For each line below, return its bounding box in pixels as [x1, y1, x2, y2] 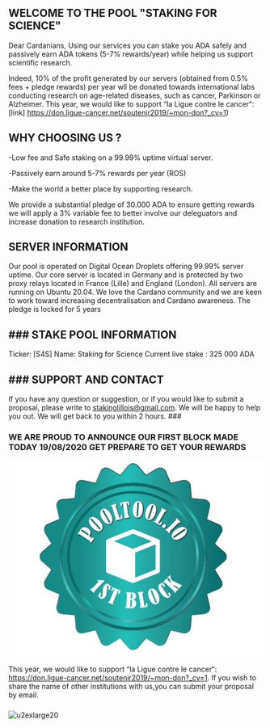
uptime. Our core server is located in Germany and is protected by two [8, 270, 243, 280]
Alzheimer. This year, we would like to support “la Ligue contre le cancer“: [8, 99, 255, 108]
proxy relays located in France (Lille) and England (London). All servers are [8, 279, 257, 288]
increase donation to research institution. [8, 217, 146, 226]
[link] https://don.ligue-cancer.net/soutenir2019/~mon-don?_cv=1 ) [8, 107, 229, 117]
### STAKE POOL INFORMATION [8, 327, 177, 342]
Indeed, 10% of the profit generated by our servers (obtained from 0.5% [8, 73, 248, 83]
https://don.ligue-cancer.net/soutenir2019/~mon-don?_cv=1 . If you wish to [8, 673, 257, 683]
